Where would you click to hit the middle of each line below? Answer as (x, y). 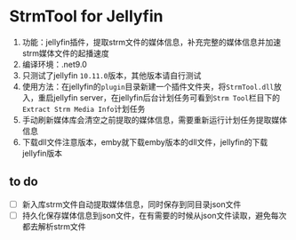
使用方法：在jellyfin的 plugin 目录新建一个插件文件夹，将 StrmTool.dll (148, 86)
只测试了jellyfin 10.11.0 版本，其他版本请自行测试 (112, 75)
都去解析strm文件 (54, 226)
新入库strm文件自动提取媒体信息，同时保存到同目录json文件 (132, 204)
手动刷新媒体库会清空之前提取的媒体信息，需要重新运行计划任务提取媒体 (154, 120)
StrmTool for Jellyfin (86, 16)
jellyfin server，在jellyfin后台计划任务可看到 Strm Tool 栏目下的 (166, 97)
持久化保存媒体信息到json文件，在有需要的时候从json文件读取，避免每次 (154, 215)
